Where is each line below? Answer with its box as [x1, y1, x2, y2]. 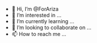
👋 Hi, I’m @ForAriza [11, 6, 59, 12]
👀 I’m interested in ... [11, 12, 62, 19]
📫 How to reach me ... [11, 31, 66, 37]
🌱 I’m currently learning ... [11, 18, 75, 24]
